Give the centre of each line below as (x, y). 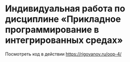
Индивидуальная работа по (65, 9)
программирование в (52, 30)
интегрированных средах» (64, 40)
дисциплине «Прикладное (63, 19)
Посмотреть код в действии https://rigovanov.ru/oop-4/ (64, 54)
